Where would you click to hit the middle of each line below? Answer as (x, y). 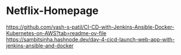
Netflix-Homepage (52, 11)
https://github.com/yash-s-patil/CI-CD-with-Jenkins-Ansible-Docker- (90, 27)
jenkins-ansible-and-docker (40, 46)
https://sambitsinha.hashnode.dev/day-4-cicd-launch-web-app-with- (90, 39)
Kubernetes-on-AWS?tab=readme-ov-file (56, 33)
